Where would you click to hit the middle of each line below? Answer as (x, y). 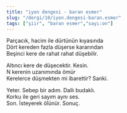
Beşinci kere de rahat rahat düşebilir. (53, 54)
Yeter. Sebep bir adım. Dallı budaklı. (51, 90)
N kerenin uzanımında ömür (41, 72)
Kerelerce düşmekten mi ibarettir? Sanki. (57, 78)
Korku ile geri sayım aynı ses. (43, 97)
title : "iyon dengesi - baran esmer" (54, 12)
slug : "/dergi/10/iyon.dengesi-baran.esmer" (64, 18)
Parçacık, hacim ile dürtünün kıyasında (55, 41)
